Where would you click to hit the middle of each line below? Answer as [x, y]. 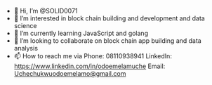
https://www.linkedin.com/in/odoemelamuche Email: [90, 66]
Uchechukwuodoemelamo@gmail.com [70, 73]
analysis [26, 48]
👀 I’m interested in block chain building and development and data [109, 18]
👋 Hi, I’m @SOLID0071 [46, 11]
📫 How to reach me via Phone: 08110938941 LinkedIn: [93, 56]
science [25, 26]
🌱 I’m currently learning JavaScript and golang [81, 33]
